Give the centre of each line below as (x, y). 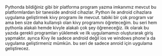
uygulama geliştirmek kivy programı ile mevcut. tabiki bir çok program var (79, 17)
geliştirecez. (17, 48)
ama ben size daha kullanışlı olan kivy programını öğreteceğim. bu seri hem (81, 22)
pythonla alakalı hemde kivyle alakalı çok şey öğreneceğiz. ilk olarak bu (77, 28)
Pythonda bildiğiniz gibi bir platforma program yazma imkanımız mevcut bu (81, 7)
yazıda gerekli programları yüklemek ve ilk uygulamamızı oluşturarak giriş (79, 33)
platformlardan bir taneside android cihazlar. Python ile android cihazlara (79, 12)
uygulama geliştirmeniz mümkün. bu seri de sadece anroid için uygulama (79, 43)
